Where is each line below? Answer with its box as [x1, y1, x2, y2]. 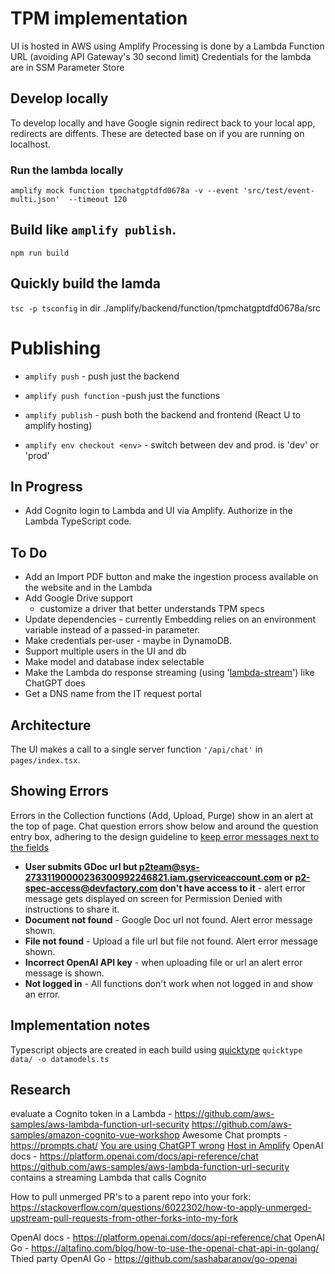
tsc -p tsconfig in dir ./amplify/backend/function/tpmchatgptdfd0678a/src [10, 302, 322, 314]
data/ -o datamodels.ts [10, 1054, 110, 1064]
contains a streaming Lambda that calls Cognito [10, 1172, 207, 1184]
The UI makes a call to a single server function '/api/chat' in [10, 743, 263, 756]
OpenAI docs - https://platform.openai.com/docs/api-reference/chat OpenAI [10, 1232, 325, 1244]
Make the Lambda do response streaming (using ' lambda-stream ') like [24, 667, 315, 679]
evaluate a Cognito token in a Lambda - [10, 1108, 173, 1120]
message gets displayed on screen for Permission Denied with [24, 892, 283, 904]
